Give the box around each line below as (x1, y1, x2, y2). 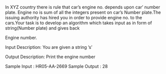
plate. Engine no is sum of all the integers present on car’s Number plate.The (5, 9, 161, 15)
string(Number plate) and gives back (5, 25, 80, 31)
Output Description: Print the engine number (5, 54, 95, 60)
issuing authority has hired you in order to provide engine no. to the (5, 15, 142, 20)
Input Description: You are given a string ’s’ (5, 44, 92, 50)
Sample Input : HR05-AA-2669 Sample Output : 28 (5, 64, 108, 69)
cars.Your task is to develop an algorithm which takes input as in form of (5, 20, 152, 26)
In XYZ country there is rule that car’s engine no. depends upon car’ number (5, 4, 161, 10)
